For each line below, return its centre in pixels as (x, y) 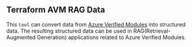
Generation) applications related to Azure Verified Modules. (112, 37)
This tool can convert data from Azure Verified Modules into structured (96, 24)
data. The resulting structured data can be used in (69, 31)
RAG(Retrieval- (152, 31)
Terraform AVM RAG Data (56, 10)
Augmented (21, 37)
